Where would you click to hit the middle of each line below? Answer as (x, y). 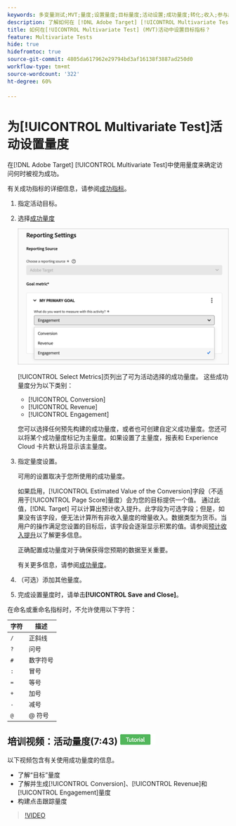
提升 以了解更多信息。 (54, 535)
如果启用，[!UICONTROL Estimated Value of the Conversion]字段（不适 (120, 491)
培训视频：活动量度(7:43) (63, 741)
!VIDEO (35, 815)
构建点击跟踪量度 (42, 801)
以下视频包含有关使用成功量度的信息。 (63, 760)
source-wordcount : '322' (44, 74)
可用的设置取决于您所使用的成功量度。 (73, 476)
